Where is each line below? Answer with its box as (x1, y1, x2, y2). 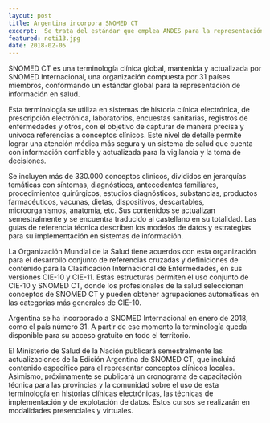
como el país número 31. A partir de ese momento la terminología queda (8, 322, 247, 331)
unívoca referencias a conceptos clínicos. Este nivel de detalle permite (8, 130, 242, 140)
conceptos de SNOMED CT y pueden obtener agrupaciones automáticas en (8, 290, 260, 299)
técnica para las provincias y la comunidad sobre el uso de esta (8, 380, 219, 390)
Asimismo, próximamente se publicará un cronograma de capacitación (8, 372, 243, 381)
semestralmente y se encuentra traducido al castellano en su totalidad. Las (8, 214, 257, 224)
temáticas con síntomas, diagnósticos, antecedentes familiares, (8, 180, 219, 189)
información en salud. (8, 89, 80, 99)
